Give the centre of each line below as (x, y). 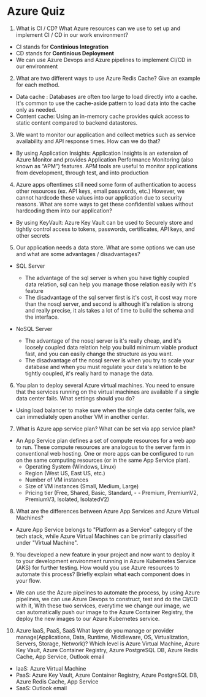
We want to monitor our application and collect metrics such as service (105, 134)
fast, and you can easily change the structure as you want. (99, 354)
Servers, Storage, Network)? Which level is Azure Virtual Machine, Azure (108, 644)
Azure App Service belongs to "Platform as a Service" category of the (104, 529)
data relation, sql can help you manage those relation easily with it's (111, 284)
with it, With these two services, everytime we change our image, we (103, 605)
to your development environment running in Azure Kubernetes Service (106, 561)
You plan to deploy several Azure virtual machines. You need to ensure (105, 385)
